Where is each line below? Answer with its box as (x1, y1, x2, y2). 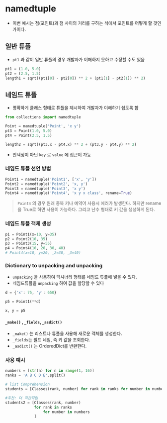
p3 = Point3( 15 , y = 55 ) (5, 241, 52, 246)
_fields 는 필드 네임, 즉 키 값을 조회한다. (12, 337, 90, 343)
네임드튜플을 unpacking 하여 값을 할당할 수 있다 (12, 280, 104, 286)
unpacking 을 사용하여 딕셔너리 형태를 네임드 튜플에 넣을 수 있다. (12, 274, 137, 280)
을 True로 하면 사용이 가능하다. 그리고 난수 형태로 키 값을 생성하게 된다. (17, 207, 155, 212)
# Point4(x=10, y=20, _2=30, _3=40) (5, 250, 81, 255)
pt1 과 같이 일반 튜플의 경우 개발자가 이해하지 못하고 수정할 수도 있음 (12, 56, 145, 62)
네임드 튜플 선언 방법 (5, 165, 51, 172)
